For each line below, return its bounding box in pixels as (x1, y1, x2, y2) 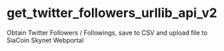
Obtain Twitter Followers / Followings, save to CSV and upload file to (6, 28, 208, 37)
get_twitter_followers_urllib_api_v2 (6, 5, 218, 21)
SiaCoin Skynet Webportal (6, 35, 84, 44)
